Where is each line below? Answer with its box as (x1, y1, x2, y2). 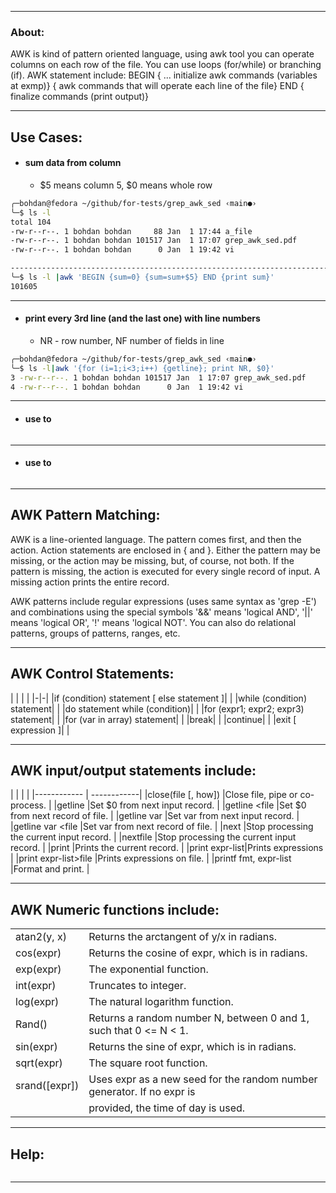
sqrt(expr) (15, 1056, 63, 1070)
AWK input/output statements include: (10, 762, 257, 779)
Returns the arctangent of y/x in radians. (88, 930, 278, 944)
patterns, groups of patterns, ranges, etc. (10, 627, 181, 639)
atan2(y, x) (15, 930, 67, 944)
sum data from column (24, 157, 122, 169)
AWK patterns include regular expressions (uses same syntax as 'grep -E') (10, 595, 317, 607)
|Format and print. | (10, 863, 90, 875)
